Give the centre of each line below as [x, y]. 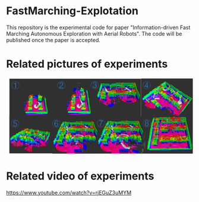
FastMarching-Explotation [72, 11]
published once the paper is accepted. [53, 40]
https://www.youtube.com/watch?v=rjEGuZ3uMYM [69, 192]
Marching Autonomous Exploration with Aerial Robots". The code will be [94, 33]
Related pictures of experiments [87, 64]
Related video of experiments [80, 176]
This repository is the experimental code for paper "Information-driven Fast [98, 27]
